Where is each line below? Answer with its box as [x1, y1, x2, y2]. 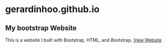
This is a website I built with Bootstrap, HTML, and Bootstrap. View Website [5, 37, 162, 43]
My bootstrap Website [5, 24, 77, 32]
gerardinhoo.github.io [5, 4, 100, 15]
